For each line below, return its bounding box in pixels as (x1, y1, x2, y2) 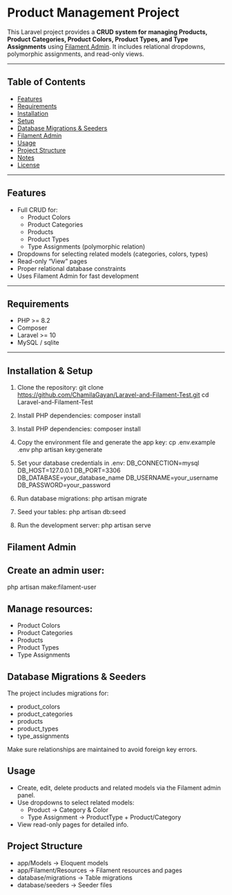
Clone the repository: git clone (17, 384, 104, 392)
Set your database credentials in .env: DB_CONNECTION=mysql (17, 459, 200, 467)
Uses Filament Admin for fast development (17, 272, 139, 280)
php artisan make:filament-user (7, 583, 97, 592)
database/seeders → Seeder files (17, 880, 113, 889)
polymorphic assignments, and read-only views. (7, 50, 144, 58)
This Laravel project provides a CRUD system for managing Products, (7, 28, 208, 36)
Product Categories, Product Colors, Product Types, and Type (7, 35, 188, 43)
